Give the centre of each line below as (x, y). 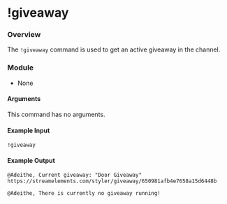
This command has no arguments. (56, 114)
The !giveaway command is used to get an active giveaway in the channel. (114, 49)
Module (20, 68)
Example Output (31, 160)
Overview (24, 35)
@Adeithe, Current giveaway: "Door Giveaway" (74, 175)
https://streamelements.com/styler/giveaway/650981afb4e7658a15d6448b (112, 181)
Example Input (29, 130)
